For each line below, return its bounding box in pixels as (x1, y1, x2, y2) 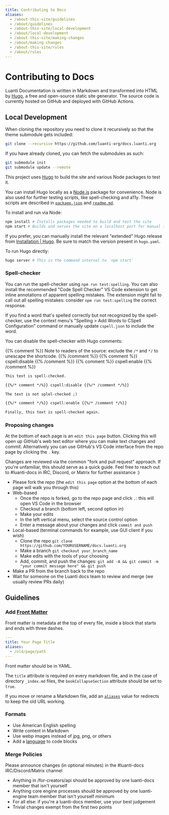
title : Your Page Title (5, 640, 55, 645)
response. (5, 302, 26, 308)
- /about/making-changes (10, 40, 62, 45)
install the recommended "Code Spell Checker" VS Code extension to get (5, 286, 157, 292)
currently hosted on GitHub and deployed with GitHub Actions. (5, 99, 135, 105)
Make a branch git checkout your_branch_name (20, 548, 118, 554)
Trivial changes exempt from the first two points (12, 804, 112, 810)
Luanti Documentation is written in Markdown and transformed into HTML (5, 87, 158, 94)
